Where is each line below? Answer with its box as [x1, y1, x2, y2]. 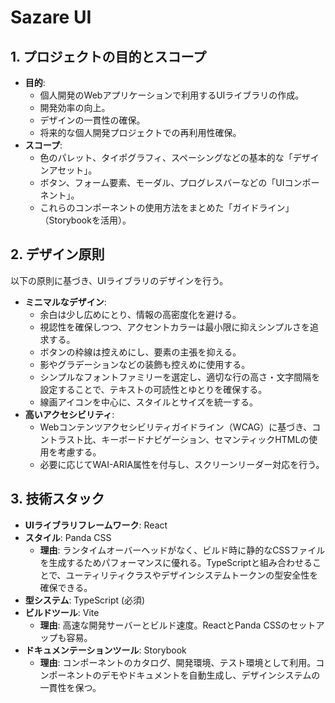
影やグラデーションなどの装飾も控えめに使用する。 [39, 358, 251, 370]
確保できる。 [39, 581, 93, 593]
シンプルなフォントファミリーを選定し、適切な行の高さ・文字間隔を [39, 371, 321, 383]
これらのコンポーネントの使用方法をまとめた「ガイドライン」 [39, 202, 295, 213]
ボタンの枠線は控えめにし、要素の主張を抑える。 [39, 346, 242, 358]
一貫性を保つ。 [39, 681, 102, 693]
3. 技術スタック [10, 491, 105, 508]
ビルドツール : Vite [24, 606, 100, 618]
